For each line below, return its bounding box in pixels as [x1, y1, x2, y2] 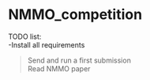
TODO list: [8, 32, 42, 41]
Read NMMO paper [27, 63, 91, 73]
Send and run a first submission [27, 55, 132, 65]
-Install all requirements [8, 40, 85, 49]
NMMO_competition [8, 6, 143, 24]
